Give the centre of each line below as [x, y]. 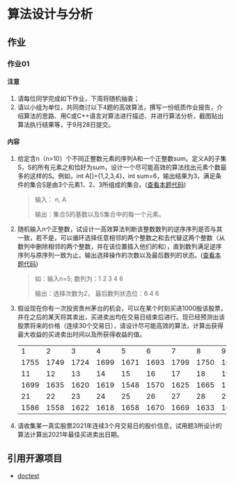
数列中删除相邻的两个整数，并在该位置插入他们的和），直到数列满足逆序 [119, 246]
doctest [28, 476]
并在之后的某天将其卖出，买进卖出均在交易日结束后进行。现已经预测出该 [121, 317]
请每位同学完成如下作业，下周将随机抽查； [78, 98]
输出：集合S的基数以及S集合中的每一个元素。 [100, 214]
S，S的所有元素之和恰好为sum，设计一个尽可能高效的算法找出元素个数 [119, 167]
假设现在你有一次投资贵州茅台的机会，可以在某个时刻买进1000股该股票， [122, 308]
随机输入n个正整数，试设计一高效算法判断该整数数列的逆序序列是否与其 [120, 229]
